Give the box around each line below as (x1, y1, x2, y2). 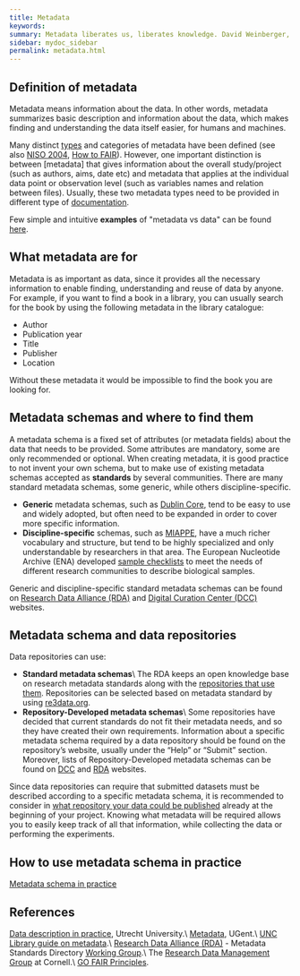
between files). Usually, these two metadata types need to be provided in (9, 187, 279, 198)
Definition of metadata (9, 80, 138, 95)
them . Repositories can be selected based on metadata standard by (21, 688, 273, 698)
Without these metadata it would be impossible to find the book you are (9, 374, 273, 385)
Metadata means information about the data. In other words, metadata (9, 103, 269, 114)
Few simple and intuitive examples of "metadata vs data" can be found (9, 214, 271, 225)
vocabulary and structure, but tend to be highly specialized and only (21, 536, 275, 547)
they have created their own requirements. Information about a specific (21, 726, 285, 737)
